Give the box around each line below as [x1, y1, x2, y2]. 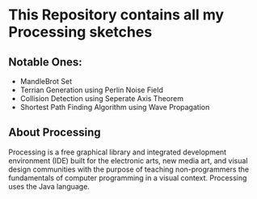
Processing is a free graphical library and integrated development [8, 147, 227, 157]
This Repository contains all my [8, 6, 225, 24]
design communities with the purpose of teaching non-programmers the [8, 164, 250, 174]
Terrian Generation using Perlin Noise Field [19, 85, 163, 95]
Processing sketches [8, 23, 153, 41]
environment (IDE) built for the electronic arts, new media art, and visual [8, 155, 248, 165]
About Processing [8, 125, 101, 139]
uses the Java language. [8, 181, 91, 191]
